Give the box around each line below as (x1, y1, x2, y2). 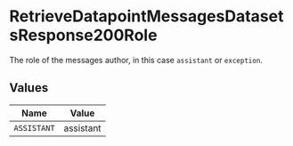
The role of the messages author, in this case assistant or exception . (9, 54, 263, 65)
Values (9, 80, 49, 95)
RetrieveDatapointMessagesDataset (9, 6, 284, 27)
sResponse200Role (9, 25, 158, 45)
